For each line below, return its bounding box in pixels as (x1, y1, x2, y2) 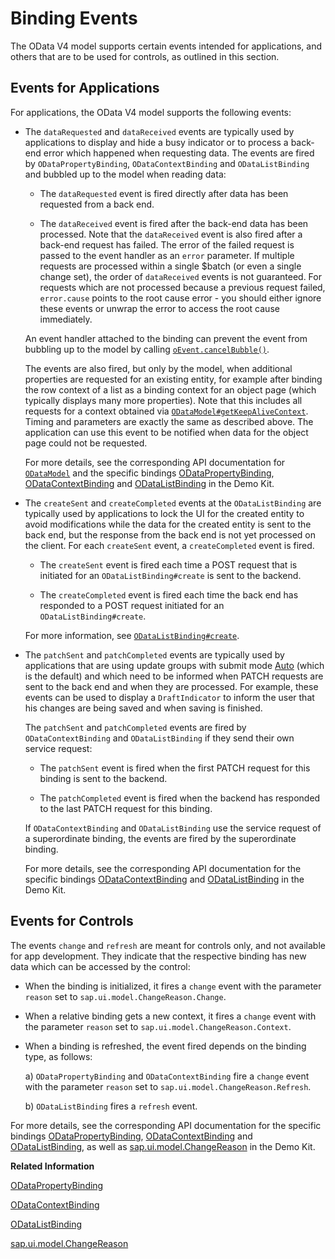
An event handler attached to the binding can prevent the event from (24, 332, 308, 344)
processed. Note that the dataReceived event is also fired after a (39, 228, 303, 240)
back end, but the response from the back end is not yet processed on (24, 528, 316, 541)
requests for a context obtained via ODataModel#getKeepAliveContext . (24, 405, 309, 417)
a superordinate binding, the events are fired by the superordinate (24, 832, 297, 844)
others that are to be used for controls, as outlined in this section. (10, 50, 280, 62)
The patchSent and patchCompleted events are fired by (24, 721, 247, 733)
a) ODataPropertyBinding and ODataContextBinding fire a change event (24, 1070, 310, 1082)
